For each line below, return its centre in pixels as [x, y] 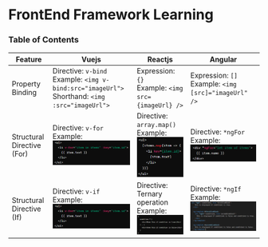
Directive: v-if [76, 191]
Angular [223, 59]
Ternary [150, 194]
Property [26, 84]
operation [153, 202]
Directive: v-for [78, 128]
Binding [24, 92]
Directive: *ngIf [216, 189]
